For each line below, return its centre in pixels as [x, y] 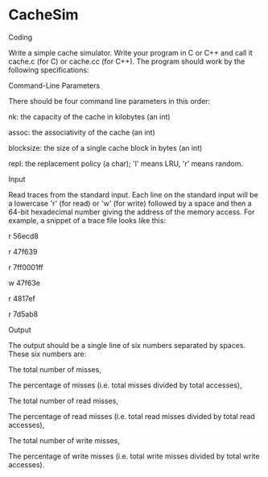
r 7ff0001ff [26, 267]
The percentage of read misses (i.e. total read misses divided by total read [132, 416]
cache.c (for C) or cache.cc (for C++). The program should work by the [127, 61]
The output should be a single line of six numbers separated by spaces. [127, 345]
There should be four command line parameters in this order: [109, 101]
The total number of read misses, [64, 400]
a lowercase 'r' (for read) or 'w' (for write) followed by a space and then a [130, 203]
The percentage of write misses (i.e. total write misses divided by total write [134, 456]
